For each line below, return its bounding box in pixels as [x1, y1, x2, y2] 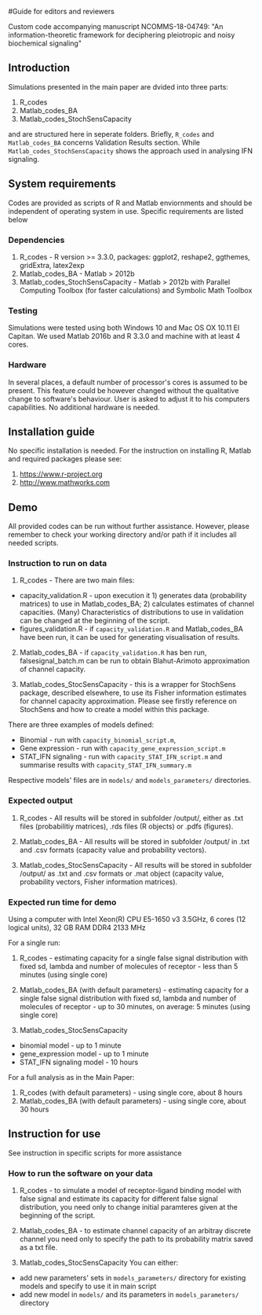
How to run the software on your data [8, 1167, 153, 1178]
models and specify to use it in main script [19, 1281, 157, 1291]
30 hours [19, 1104, 49, 1115]
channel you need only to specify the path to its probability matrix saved [19, 1234, 253, 1244]
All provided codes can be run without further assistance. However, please [8, 522, 249, 531]
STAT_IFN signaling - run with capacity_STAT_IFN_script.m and [19, 752, 223, 762]
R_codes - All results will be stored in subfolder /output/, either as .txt [19, 813, 244, 822]
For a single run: [8, 938, 61, 948]
